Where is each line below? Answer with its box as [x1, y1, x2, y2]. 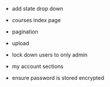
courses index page [11, 17, 61, 23]
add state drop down [11, 5, 64, 12]
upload [11, 40, 30, 46]
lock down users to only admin [11, 51, 88, 58]
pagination [11, 28, 39, 35]
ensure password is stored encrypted [11, 74, 105, 81]
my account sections [11, 63, 64, 70]
